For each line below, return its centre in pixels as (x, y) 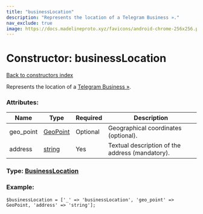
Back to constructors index (40, 75)
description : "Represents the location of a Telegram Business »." (93, 17)
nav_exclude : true (29, 23)
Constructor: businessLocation (86, 58)
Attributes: (23, 102)
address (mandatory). (139, 153)
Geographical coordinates (145, 128)
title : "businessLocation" (40, 12)
